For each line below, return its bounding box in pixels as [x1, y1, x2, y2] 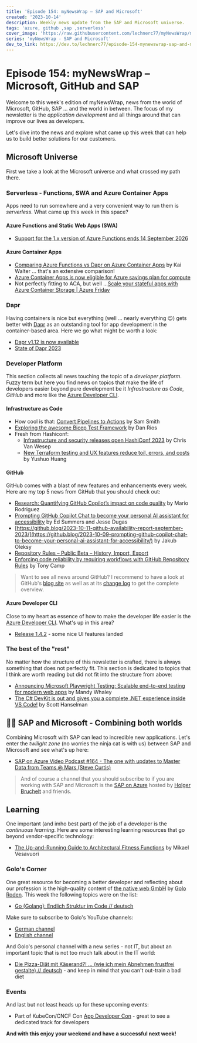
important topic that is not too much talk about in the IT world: [6, 949, 155, 956]
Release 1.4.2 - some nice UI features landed [14, 630, 123, 637]
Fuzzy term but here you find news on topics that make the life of [6, 379, 164, 386]
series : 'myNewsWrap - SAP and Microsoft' [6, 36, 111, 42]
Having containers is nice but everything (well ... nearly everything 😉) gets [6, 314, 187, 321]
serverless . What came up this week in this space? [6, 208, 129, 215]
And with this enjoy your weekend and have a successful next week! [6, 1030, 176, 1037]
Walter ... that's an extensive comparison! [14, 268, 116, 275]
